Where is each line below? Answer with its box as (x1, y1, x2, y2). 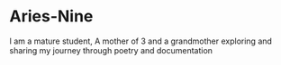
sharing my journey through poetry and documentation (9, 45, 213, 55)
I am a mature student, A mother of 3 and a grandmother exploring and (9, 36, 273, 46)
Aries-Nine (9, 6, 94, 27)
